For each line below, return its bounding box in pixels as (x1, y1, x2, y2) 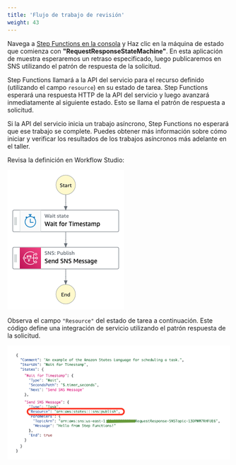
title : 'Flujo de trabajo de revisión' (7, 11, 125, 18)
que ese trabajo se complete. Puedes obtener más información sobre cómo (7, 127, 228, 135)
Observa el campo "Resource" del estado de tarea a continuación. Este (7, 316, 213, 325)
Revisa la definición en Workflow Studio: (7, 156, 125, 164)
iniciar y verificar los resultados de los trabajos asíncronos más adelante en (7, 134, 228, 143)
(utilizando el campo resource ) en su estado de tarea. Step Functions (7, 83, 208, 91)
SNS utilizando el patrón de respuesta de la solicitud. (7, 62, 161, 70)
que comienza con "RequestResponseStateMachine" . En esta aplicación (7, 47, 223, 55)
